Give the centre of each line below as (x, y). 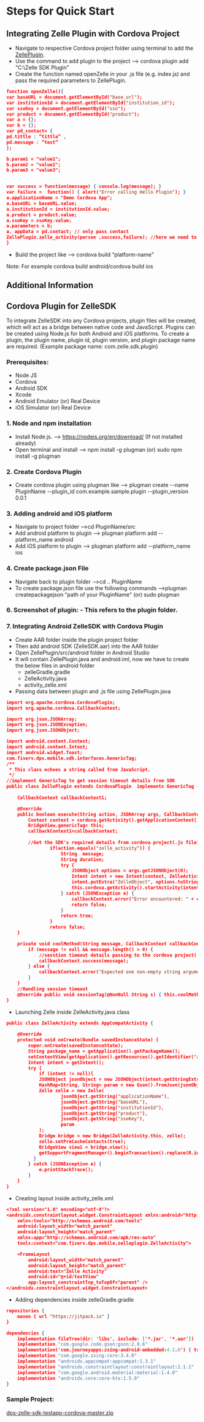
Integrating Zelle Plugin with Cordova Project (93, 34)
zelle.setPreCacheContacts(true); (82, 1141)
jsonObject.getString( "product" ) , (104, 1113)
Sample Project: (30, 1400)
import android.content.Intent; (47, 747)
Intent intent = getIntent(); (66, 1063)
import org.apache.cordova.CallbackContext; (63, 708)
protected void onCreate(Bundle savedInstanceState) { (88, 1040)
